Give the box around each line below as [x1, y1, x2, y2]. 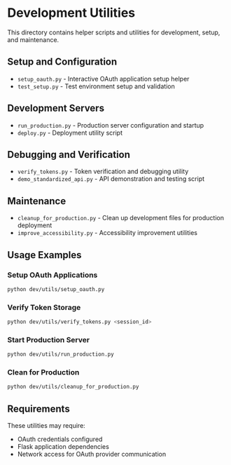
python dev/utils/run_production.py [7, 351, 114, 358]
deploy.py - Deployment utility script [17, 128, 123, 137]
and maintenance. [7, 35, 59, 43]
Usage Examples [7, 249, 82, 261]
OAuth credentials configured [17, 435, 103, 443]
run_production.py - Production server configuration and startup [17, 121, 204, 129]
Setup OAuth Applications [7, 270, 98, 280]
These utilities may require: [7, 422, 85, 430]
